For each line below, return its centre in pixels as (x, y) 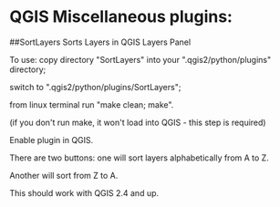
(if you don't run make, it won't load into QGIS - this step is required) (138, 122)
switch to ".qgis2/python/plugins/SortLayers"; (95, 87)
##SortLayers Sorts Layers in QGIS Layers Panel (100, 42)
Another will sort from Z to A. (64, 175)
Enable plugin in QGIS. (52, 140)
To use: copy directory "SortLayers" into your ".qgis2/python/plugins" (140, 59)
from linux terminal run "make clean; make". (92, 104)
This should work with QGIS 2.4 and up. (84, 192)
